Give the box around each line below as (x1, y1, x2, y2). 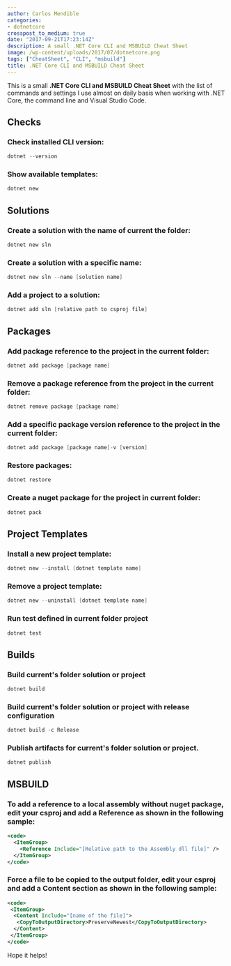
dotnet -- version (7, 153, 58, 160)
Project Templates (7, 528, 88, 540)
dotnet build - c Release (7, 727, 79, 734)
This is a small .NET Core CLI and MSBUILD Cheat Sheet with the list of (7, 81, 213, 89)
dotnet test (7, 629, 42, 637)
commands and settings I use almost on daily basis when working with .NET (7, 89, 225, 97)
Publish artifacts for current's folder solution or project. (7, 744, 200, 753)
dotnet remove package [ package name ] (7, 403, 120, 410)
